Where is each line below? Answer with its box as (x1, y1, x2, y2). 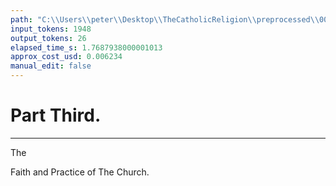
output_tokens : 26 (10, 33, 87, 43)
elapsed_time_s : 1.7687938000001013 (10, 42, 163, 53)
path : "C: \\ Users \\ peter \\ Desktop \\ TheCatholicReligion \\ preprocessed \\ (10, 14, 320, 25)
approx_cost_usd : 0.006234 (10, 52, 123, 62)
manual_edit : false (10, 61, 92, 71)
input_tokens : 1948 (10, 24, 92, 34)
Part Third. (10, 104, 102, 127)
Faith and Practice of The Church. (10, 166, 150, 178)
